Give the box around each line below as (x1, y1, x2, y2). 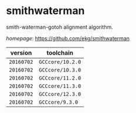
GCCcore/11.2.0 (39, 74, 81, 81)
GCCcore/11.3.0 (39, 83, 81, 89)
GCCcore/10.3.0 (39, 66, 81, 73)
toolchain (46, 49, 74, 57)
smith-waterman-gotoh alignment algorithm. (6, 23, 113, 30)
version (10, 49, 32, 57)
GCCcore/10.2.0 (39, 59, 81, 65)
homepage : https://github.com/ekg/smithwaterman (6, 35, 130, 42)
